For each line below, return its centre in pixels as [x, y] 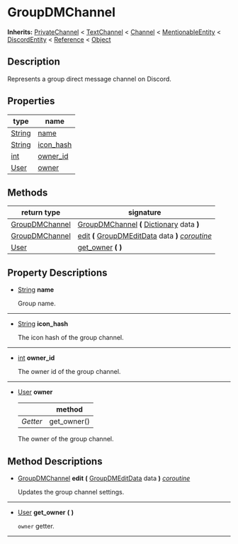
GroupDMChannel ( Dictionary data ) [138, 225]
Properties [31, 101]
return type [41, 212]
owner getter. [36, 526]
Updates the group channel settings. [71, 492]
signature [145, 212]
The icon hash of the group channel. [70, 338]
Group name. [37, 304]
